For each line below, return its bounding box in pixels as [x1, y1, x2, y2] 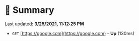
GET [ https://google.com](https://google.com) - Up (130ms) [12, 30, 134, 36]
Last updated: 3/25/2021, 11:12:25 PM [5, 21, 84, 27]
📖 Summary [5, 4, 54, 16]
